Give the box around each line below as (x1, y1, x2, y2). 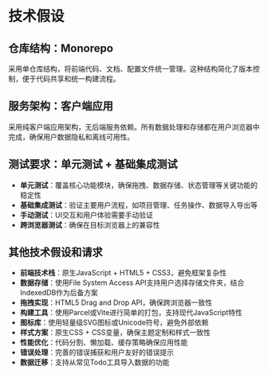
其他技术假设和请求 (8, 246, 103, 259)
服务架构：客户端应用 (8, 99, 113, 113)
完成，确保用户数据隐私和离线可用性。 (8, 132, 134, 142)
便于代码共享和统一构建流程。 (22, 74, 120, 84)
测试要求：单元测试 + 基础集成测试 (8, 158, 178, 171)
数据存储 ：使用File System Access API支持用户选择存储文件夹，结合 (19, 278, 245, 287)
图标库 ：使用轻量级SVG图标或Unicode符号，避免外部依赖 (19, 318, 209, 327)
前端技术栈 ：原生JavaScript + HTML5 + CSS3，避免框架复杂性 (19, 268, 227, 278)
